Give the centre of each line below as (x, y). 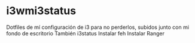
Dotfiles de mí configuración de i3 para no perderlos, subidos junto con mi (98, 27)
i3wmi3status (41, 11)
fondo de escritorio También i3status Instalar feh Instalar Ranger (85, 33)
